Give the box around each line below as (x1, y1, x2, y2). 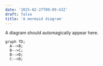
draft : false (5, 12, 32, 17)
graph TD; (5, 39, 26, 44)
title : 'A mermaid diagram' (5, 16, 64, 21)
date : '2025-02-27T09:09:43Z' (5, 7, 68, 12)
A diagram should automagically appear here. (5, 30, 99, 36)
